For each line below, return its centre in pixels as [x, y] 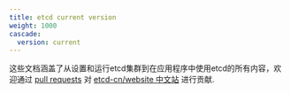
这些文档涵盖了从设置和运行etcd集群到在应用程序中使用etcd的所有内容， [141, 68]
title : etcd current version [63, 17]
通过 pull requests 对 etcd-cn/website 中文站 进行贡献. [115, 80]
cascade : [25, 34]
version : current [49, 42]
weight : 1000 [33, 26]
